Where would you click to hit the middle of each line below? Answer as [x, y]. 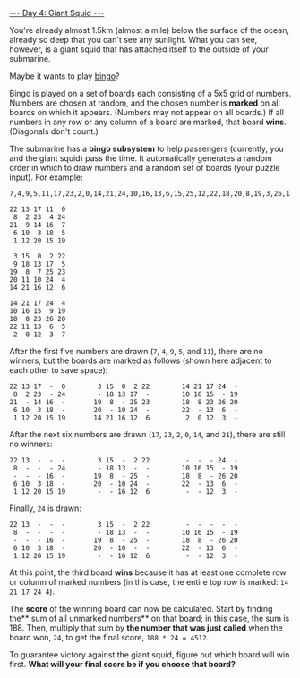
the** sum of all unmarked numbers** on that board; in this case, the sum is [150, 618]
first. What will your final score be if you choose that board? [122, 664]
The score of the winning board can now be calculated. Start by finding [141, 609]
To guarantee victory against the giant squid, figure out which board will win [150, 655]
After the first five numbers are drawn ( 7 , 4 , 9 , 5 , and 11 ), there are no [137, 351]
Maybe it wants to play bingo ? [64, 76]
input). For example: [46, 177]
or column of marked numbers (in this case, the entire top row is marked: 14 [149, 582]
